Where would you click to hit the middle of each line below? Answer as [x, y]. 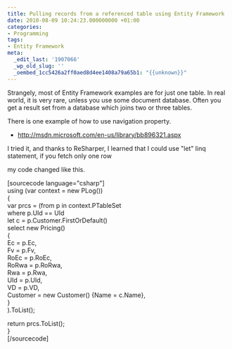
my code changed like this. [46, 169]
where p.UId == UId [36, 213]
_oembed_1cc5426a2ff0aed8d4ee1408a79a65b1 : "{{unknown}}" [101, 72]
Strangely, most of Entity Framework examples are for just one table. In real [116, 93]
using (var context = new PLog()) [55, 190]
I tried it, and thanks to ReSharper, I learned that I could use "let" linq [107, 148]
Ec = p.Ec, [22, 242]
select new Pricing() [36, 228]
